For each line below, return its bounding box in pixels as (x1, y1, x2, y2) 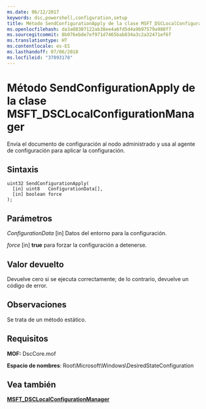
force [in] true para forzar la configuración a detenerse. (7, 241, 147, 249)
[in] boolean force (12, 191, 62, 198)
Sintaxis (7, 164, 39, 174)
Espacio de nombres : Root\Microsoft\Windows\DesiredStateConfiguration (7, 362, 194, 369)
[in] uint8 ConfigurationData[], (12, 186, 103, 192)
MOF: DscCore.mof (7, 350, 56, 357)
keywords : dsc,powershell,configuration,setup (7, 15, 128, 21)
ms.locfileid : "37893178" (7, 54, 73, 61)
